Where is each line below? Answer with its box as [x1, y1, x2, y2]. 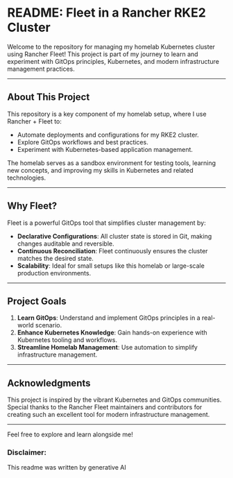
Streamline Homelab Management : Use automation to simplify [17, 343, 198, 352]
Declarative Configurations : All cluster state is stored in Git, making [17, 232, 212, 240]
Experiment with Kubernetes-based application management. [17, 145, 193, 153]
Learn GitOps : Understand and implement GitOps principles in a [17, 314, 200, 322]
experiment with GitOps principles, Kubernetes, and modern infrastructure [7, 57, 220, 65]
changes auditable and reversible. [17, 239, 114, 248]
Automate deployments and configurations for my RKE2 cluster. [17, 130, 199, 139]
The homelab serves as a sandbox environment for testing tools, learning [7, 158, 216, 167]
